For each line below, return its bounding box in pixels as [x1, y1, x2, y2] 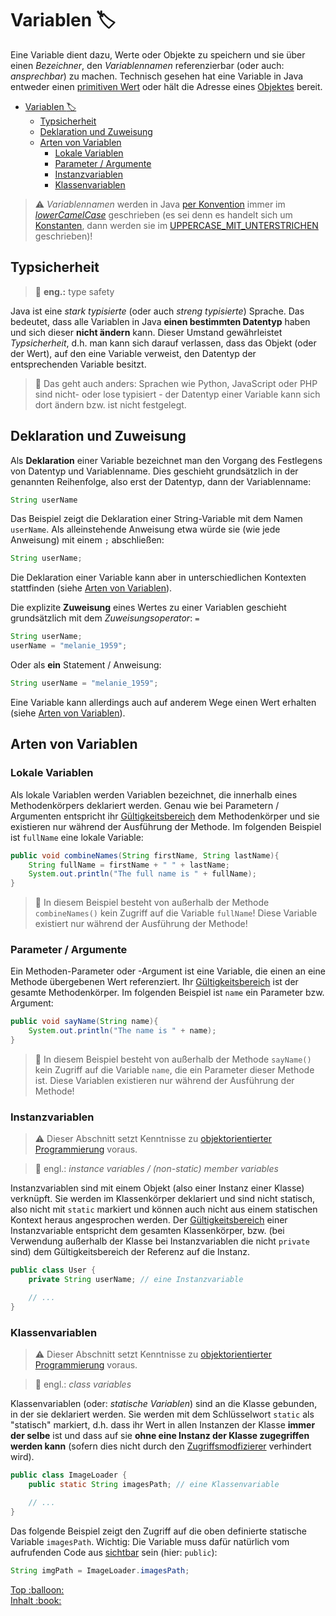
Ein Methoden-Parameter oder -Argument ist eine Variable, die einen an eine [10, 965, 326, 977]
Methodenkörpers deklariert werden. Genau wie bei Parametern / [10, 799, 280, 811]
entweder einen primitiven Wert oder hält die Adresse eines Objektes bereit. [10, 80, 323, 92]
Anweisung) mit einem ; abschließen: [10, 534, 165, 546]
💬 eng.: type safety [34, 285, 115, 297]
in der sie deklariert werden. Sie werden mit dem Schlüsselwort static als [10, 1408, 315, 1421]
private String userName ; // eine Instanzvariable [28, 1275, 244, 1285]
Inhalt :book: [10, 1594, 62, 1606]
